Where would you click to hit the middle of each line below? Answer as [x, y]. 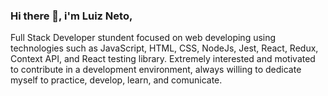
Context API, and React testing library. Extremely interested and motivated [163, 59]
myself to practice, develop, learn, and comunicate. [116, 80]
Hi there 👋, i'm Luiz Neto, [71, 16]
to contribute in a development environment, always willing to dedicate [156, 70]
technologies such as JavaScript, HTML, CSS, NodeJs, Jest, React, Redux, [164, 48]
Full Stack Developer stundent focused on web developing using [143, 38]
